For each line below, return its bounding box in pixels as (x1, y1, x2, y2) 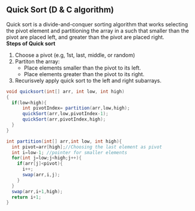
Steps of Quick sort (6, 40, 56, 47)
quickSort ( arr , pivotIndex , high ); (22, 116, 106, 122)
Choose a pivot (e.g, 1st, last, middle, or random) (14, 51, 136, 59)
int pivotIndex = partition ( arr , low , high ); (22, 105, 130, 111)
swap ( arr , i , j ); (22, 172, 61, 178)
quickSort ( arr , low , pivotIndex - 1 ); (22, 111, 109, 117)
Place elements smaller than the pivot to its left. (23, 64, 141, 71)
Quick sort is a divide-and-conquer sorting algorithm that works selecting (6, 20, 188, 28)
